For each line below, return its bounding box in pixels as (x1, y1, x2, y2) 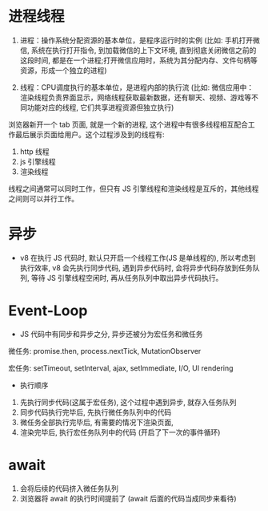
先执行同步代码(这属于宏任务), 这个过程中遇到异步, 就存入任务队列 (19, 397, 237, 407)
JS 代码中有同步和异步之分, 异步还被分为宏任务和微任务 (19, 329, 203, 339)
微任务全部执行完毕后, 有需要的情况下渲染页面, (19, 417, 174, 427)
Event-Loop (8, 302, 88, 320)
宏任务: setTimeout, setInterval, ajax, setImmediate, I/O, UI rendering (8, 363, 234, 373)
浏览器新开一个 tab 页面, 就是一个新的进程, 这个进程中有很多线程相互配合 (8, 120, 248, 129)
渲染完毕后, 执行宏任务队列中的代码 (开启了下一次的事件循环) (19, 427, 221, 437)
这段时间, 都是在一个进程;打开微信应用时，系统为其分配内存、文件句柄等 (19, 55, 258, 65)
